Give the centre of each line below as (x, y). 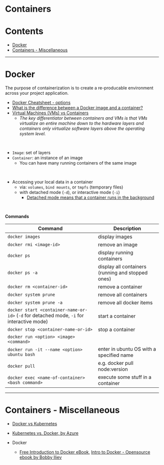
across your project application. (37, 93)
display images (115, 237)
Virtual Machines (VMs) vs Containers (50, 113)
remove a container (120, 287)
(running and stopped (123, 273)
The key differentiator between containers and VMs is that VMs (83, 118)
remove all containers (123, 295)
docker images (24, 237)
